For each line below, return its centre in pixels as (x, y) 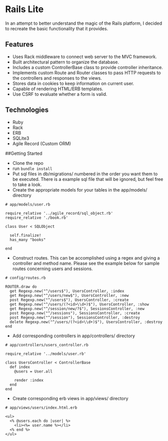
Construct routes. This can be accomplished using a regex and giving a (86, 258)
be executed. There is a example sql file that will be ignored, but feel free (88, 179)
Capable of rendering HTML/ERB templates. (58, 89)
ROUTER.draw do (21, 287)
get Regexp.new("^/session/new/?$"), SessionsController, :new (77, 308)
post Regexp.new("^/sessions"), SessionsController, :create (75, 313)
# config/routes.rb (26, 278)
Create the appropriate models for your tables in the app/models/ (80, 190)
